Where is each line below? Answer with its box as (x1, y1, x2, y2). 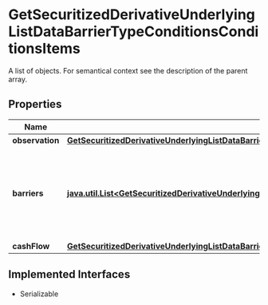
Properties (8, 97, 62, 111)
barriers (12, 188, 44, 199)
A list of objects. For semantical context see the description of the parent (8, 65, 248, 75)
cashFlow (12, 240, 50, 252)
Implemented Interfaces (8, 267, 131, 281)
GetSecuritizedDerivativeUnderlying (8, 6, 255, 24)
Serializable (19, 289, 59, 299)
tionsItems (8, 40, 81, 57)
